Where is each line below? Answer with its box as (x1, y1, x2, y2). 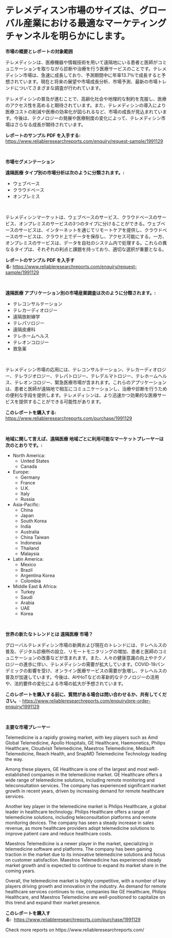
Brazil (20, 566, 33, 573)
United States (20, 458, 50, 464)
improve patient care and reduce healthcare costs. (5, 830, 112, 836)
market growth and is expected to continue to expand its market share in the (5, 862, 167, 868)
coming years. (5, 868, 36, 874)
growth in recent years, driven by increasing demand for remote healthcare (5, 788, 164, 794)
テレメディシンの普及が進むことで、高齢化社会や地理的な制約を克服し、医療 (5, 95, 167, 102)
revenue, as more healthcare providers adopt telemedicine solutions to (5, 825, 155, 831)
